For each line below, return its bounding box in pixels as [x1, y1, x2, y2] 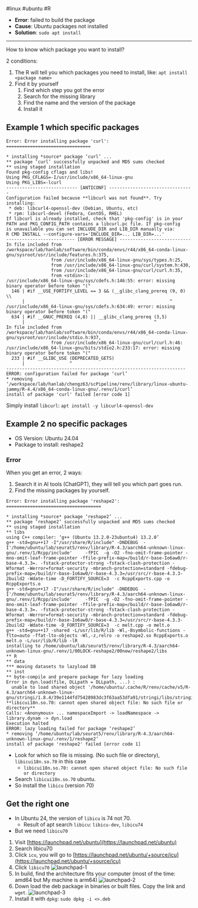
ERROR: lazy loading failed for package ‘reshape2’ [6, 725, 136, 731]
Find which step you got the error [23, 87, 105, 93]
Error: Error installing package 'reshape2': [6, 498, 120, 504]
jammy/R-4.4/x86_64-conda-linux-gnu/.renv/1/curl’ [6, 386, 133, 392]
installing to [6, 643, 41, 649]
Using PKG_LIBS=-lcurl [6, 180, 62, 185]
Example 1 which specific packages [6, 122, 140, 132]
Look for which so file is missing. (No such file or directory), [14, 751, 160, 759]
